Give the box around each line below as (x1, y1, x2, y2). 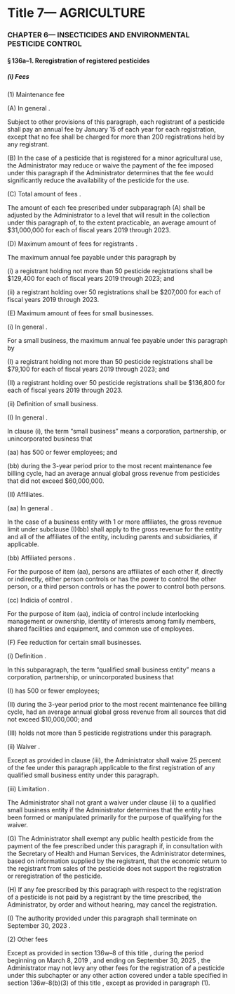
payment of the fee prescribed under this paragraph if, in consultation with (7, 841, 223, 850)
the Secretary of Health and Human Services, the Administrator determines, (7, 849, 227, 857)
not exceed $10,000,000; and (7, 715, 93, 723)
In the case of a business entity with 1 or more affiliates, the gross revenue (7, 517, 222, 526)
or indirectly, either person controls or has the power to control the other (7, 574, 217, 583)
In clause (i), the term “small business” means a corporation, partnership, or (7, 427, 227, 435)
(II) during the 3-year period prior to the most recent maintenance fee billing (7, 700, 227, 708)
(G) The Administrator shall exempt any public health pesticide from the (7, 834, 214, 843)
